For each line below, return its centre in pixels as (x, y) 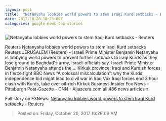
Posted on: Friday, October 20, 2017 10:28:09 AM (67, 114)
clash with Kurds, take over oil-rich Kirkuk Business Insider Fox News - (77, 84)
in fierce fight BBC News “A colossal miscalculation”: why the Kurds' (75, 73)
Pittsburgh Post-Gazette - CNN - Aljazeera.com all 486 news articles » (77, 89)
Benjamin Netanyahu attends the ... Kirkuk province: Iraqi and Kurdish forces (83, 68)
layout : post (19, 10)
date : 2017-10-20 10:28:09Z (34, 19)
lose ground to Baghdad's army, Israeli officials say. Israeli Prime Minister (80, 63)
